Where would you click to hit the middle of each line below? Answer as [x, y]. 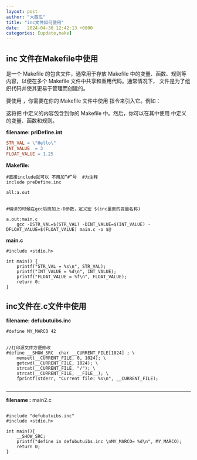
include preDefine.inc [34, 182]
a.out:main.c [22, 219]
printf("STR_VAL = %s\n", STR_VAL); [62, 266]
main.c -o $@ [95, 229]
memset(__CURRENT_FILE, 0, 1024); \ [62, 358]
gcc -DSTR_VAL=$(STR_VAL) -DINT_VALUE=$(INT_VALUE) [81, 224]
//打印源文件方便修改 [28, 348]
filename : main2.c [29, 400]
